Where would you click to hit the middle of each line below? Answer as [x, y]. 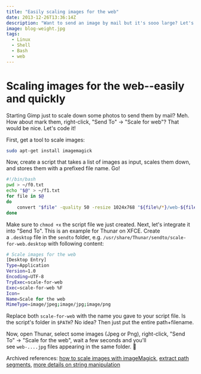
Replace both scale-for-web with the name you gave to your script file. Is [96, 316]
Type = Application [28, 266]
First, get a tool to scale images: [45, 140]
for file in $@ [25, 196]
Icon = [13, 293]
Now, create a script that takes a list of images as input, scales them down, [98, 162]
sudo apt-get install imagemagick [49, 150]
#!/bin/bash [21, 180]
